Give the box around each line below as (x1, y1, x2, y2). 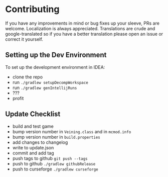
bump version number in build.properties (12, 134, 100, 140)
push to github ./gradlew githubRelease (12, 160, 96, 166)
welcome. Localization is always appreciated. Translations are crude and (5, 25, 155, 31)
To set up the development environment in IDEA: (5, 64, 105, 70)
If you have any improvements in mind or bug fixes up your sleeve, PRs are (5, 20, 159, 26)
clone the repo (12, 74, 43, 80)
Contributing (5, 4, 60, 15)
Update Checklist (5, 110, 61, 119)
